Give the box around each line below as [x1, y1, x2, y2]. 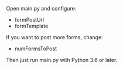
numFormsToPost [14, 45, 57, 52]
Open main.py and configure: [6, 5, 77, 12]
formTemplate [14, 23, 49, 29]
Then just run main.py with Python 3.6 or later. [6, 57, 118, 63]
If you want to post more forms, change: [6, 34, 104, 40]
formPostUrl [14, 16, 45, 23]
